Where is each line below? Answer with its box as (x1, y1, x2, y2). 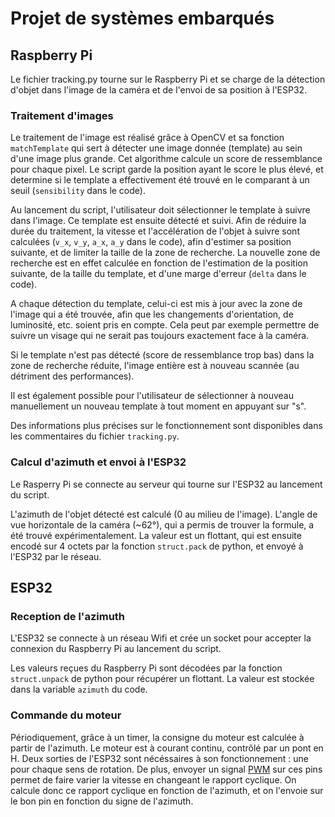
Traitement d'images (10, 108, 114, 122)
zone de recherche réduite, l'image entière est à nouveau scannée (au (10, 360, 300, 372)
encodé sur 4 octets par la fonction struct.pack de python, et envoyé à (10, 540, 304, 552)
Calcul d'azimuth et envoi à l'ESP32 (10, 455, 187, 469)
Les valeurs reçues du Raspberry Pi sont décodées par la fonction (10, 662, 283, 674)
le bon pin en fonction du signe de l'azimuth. (10, 795, 194, 807)
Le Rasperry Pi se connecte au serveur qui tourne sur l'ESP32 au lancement (10, 478, 323, 490)
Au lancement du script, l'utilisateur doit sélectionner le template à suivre (10, 204, 311, 216)
